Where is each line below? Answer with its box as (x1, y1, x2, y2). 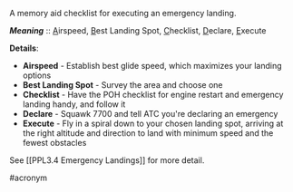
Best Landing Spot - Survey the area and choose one (22, 80, 223, 90)
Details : (9, 43, 39, 53)
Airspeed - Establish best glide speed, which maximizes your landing (22, 61, 283, 71)
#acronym (9, 172, 48, 183)
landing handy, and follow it (22, 99, 126, 110)
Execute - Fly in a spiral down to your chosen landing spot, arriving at (22, 118, 284, 129)
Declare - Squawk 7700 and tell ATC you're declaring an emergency (22, 109, 278, 119)
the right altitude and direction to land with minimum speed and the (22, 128, 274, 139)
